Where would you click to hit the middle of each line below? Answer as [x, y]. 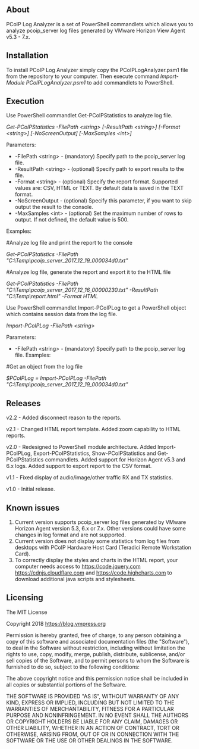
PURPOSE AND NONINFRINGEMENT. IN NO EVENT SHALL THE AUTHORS [97, 715]
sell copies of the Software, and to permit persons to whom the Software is [98, 660]
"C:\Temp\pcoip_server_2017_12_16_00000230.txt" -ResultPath [82, 290]
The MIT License [27, 612]
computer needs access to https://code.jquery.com [78, 567]
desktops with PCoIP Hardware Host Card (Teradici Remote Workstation [103, 548]
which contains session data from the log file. [62, 314]
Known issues [33, 508]
